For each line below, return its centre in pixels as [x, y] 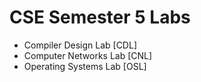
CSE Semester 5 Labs [100, 17]
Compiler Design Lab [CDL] [80, 45]
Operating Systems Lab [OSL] [85, 66]
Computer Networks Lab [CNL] [88, 55]
